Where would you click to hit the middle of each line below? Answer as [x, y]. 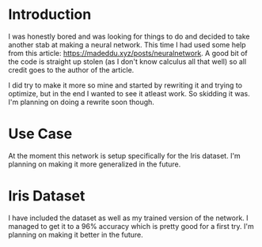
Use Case [40, 134]
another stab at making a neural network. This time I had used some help [127, 44]
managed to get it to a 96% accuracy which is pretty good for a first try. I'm [131, 226]
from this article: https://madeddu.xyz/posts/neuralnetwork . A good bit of [128, 53]
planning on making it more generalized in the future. [95, 164]
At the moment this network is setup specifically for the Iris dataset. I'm [125, 155]
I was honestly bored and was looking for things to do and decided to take [129, 36]
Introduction [50, 15]
